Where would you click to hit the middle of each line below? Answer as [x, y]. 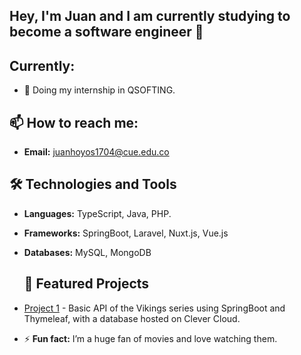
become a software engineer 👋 [106, 32]
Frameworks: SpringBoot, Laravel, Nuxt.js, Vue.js [126, 233]
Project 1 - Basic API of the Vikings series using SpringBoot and [154, 308]
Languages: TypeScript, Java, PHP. [97, 213]
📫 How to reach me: [74, 122]
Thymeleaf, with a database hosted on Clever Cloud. [132, 318]
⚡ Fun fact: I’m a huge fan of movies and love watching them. [150, 338]
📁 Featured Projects [86, 284]
